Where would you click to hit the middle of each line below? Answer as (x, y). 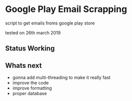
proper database (29, 93)
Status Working (30, 48)
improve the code (30, 83)
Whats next (23, 65)
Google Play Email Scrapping (66, 9)
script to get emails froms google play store (50, 23)
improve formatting (32, 88)
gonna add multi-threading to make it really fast (61, 77)
